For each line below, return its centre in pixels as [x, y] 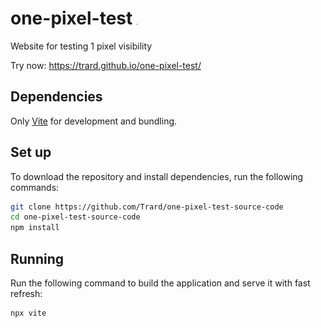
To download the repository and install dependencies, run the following [157, 176]
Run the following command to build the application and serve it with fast [160, 283]
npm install [35, 228]
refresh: [26, 293]
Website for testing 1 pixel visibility [81, 46]
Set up [31, 152]
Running [37, 258]
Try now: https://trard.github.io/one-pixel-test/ [106, 65]
